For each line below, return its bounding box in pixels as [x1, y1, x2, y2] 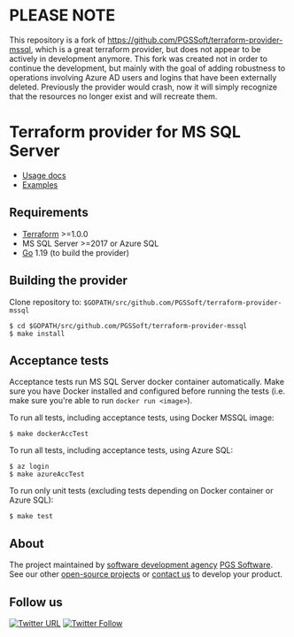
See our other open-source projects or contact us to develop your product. [9, 569, 283, 579]
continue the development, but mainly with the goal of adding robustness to [9, 63, 286, 73]
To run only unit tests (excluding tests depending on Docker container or [9, 486, 274, 496]
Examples [21, 179, 58, 190]
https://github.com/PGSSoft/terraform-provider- [107, 35, 283, 45]
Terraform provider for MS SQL [9, 122, 242, 142]
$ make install [9, 329, 66, 338]
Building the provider [9, 273, 128, 288]
